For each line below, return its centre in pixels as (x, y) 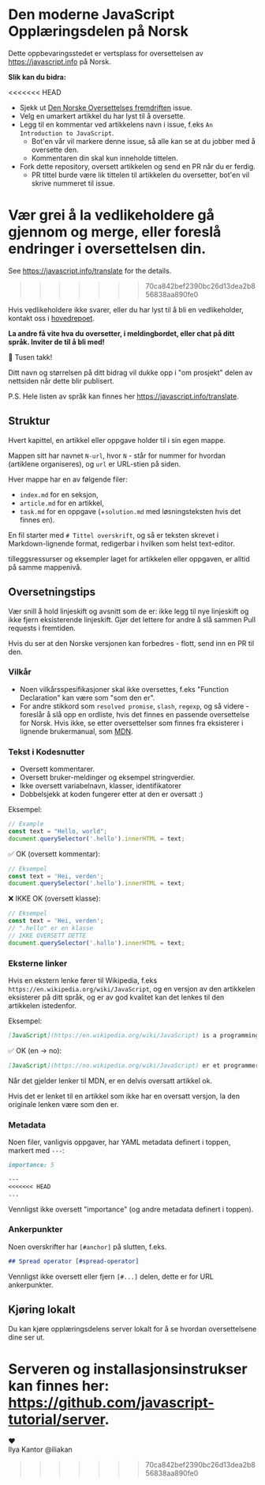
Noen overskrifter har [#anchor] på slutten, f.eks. (88, 1246)
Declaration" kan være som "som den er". (87, 697)
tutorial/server (56, 1419)
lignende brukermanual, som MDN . (76, 731)
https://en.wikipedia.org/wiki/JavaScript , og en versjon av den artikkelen (132, 989)
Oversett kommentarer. (57, 769)
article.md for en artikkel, (62, 503)
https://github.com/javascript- (111, 1402)
